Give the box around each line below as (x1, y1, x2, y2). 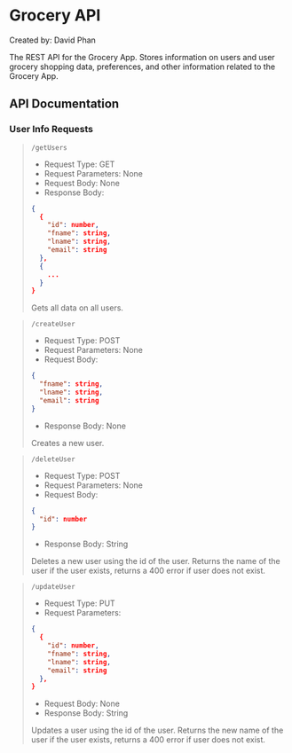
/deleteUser (30, 454, 75, 464)
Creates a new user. (30, 437, 105, 448)
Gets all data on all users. (30, 302, 124, 313)
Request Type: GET (43, 159, 115, 169)
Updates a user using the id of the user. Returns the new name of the (30, 725, 284, 736)
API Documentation (9, 97, 120, 112)
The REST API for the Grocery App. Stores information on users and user (9, 51, 275, 62)
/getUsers (30, 143, 68, 152)
